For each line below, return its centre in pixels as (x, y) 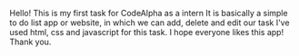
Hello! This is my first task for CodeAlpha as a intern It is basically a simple (149, 13)
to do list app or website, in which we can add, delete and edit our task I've (149, 23)
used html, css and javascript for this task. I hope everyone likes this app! (147, 32)
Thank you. (30, 42)
